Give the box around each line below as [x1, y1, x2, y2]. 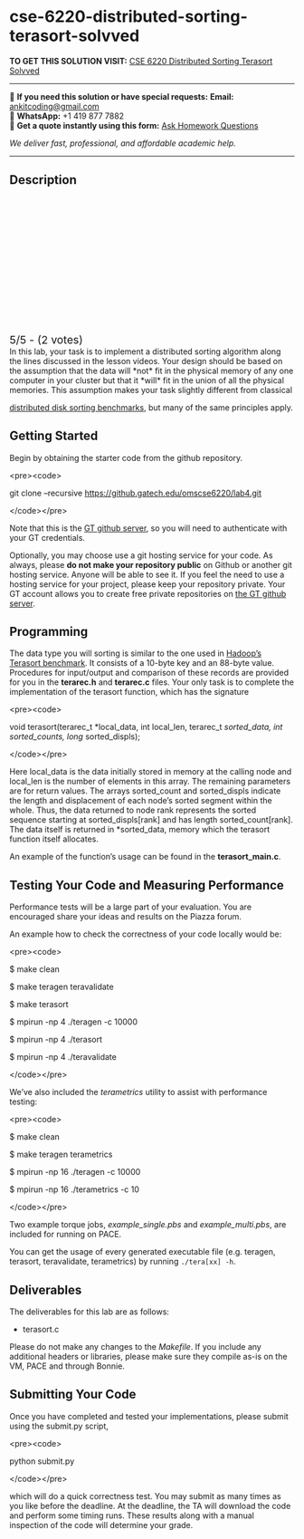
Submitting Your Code [9, 1387, 137, 1402]
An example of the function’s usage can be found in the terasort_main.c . [9, 851, 281, 862]
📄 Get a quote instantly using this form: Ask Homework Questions [9, 120, 259, 130]
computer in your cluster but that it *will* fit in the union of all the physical [9, 374, 285, 386]
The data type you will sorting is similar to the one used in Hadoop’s [9, 648, 262, 659]
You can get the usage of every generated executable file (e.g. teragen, [9, 1246, 276, 1257]
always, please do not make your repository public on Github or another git [9, 559, 292, 570]
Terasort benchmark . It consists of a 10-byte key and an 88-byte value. [9, 658, 274, 669]
